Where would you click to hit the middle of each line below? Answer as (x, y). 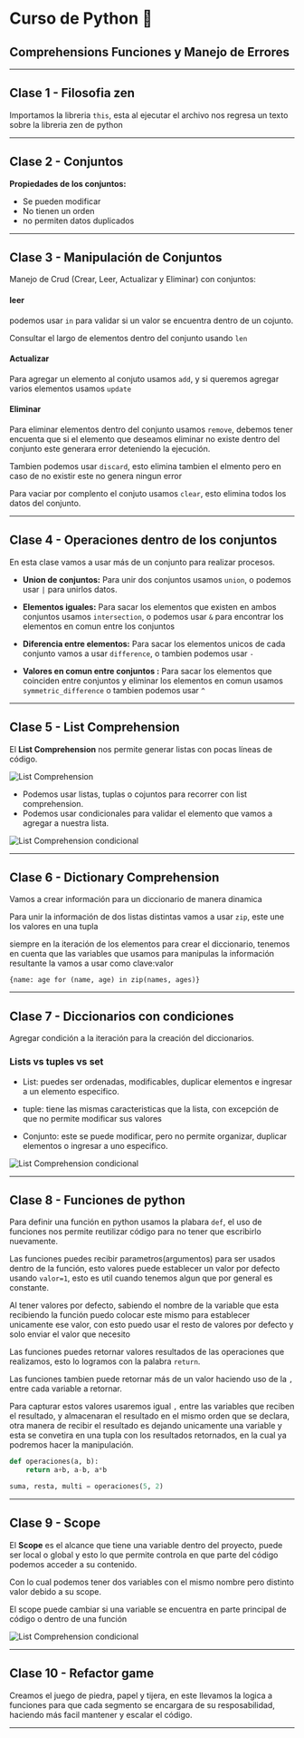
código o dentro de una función (68, 1618)
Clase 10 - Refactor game (82, 1674)
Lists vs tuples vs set (57, 1062)
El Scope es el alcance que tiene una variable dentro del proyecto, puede (146, 1545)
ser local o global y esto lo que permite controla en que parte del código (144, 1555)
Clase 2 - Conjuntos (66, 162)
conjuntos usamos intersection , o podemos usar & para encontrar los (153, 616)
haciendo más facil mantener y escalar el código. (101, 1714)
